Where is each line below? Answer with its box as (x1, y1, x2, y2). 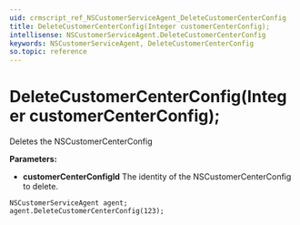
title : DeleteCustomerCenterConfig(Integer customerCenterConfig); (9, 22, 271, 31)
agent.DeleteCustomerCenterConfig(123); (9, 207, 165, 216)
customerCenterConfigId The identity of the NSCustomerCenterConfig (22, 171, 292, 182)
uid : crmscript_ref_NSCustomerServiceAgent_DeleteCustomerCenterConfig (9, 13, 286, 23)
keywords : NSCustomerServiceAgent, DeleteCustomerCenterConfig (9, 38, 255, 48)
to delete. (22, 181, 59, 192)
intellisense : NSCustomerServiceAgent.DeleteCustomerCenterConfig (9, 30, 266, 39)
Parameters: (9, 154, 57, 165)
